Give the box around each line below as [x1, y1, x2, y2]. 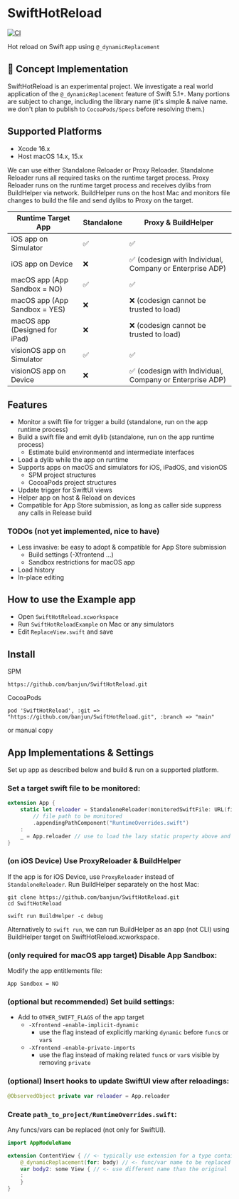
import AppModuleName [7, 1139, 72, 1146]
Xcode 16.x [17, 144, 51, 153]
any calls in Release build [17, 508, 92, 518]
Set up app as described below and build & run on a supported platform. [7, 766, 219, 774]
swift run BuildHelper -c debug [7, 912, 103, 920]
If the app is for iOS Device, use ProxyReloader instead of [7, 872, 174, 881]
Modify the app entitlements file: [7, 967, 103, 975]
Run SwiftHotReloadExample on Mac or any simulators [17, 620, 174, 629]
